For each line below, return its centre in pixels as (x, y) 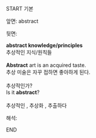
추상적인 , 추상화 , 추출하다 (37, 105)
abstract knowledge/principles (44, 45)
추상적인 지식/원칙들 (29, 52)
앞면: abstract (22, 21)
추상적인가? (19, 86)
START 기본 (20, 9)
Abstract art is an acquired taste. (46, 65)
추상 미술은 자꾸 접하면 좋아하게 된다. (48, 72)
